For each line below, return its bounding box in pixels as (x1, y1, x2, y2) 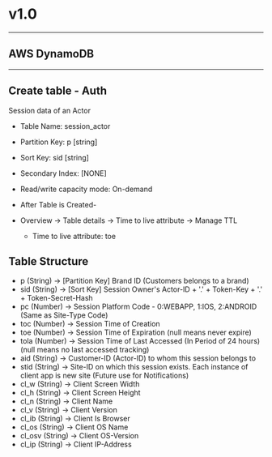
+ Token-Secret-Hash (19, 293, 93, 303)
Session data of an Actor (8, 105, 91, 115)
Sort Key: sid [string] (19, 152, 89, 162)
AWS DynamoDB (8, 47, 95, 61)
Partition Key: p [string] (19, 137, 98, 147)
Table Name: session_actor (19, 121, 111, 130)
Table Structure (8, 254, 89, 268)
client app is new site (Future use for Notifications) (19, 370, 189, 381)
